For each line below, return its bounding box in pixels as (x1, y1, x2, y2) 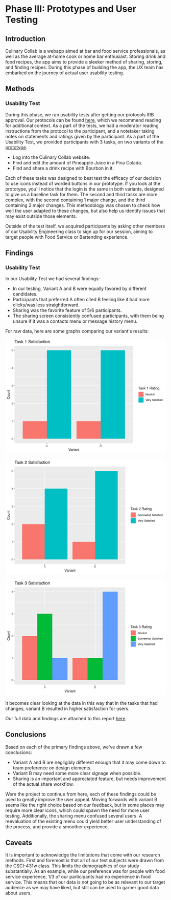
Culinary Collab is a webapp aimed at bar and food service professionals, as (5, 48, 166, 54)
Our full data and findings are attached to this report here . (5, 715, 127, 721)
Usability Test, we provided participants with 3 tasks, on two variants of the (5, 139, 164, 145)
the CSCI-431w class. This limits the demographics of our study (5, 863, 139, 869)
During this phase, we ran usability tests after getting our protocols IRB (5, 111, 154, 118)
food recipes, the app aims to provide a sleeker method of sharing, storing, (5, 59, 163, 65)
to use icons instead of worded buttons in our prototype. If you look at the (5, 180, 161, 186)
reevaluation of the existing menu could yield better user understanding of (5, 818, 162, 824)
